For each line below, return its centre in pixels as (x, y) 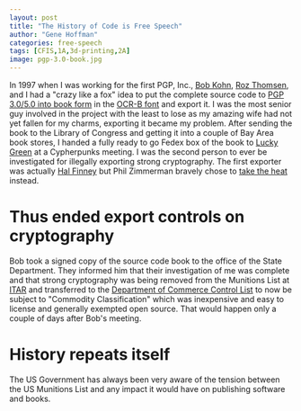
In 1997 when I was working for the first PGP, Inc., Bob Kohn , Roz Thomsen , (149, 85)
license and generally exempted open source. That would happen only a (143, 308)
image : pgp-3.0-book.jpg (56, 59)
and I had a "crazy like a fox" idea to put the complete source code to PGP (147, 94)
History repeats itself (90, 355)
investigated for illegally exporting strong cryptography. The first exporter (146, 161)
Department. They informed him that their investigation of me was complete (150, 270)
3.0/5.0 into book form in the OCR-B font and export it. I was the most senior (150, 104)
